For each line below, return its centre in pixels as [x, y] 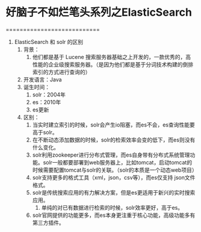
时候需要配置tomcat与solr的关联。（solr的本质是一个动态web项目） [115, 170]
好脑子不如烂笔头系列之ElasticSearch [99, 12]
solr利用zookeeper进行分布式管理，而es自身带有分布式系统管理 [111, 155]
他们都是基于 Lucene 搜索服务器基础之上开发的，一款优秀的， [109, 57]
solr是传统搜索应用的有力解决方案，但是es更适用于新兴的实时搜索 [114, 192]
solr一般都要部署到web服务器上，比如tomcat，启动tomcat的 [118, 162]
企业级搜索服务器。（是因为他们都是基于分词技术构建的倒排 [121, 64]
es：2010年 [47, 102]
